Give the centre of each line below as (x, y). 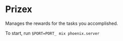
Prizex (19, 9)
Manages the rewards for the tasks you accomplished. (62, 23)
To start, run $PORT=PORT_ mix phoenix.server (52, 33)
